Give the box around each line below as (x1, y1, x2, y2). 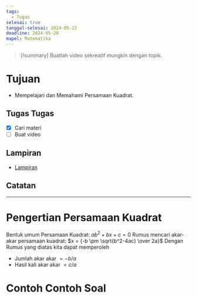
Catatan (6, 181, 36, 191)
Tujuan (6, 73, 40, 85)
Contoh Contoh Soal (6, 282, 107, 295)
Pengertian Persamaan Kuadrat (6, 211, 162, 224)
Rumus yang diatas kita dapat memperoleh (6, 244, 110, 251)
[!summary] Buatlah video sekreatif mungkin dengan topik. (20, 52, 162, 59)
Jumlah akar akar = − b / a (14, 255, 77, 262)
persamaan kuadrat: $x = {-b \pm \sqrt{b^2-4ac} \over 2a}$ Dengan (18, 238, 184, 245)
